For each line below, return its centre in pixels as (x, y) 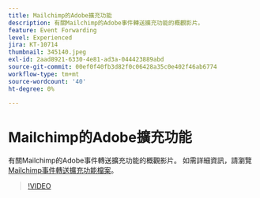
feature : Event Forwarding (53, 30)
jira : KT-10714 (33, 45)
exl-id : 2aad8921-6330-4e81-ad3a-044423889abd (86, 60)
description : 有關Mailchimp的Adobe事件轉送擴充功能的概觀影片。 (106, 23)
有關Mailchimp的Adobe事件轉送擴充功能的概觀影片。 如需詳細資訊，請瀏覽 (130, 161)
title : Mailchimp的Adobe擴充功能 (60, 15)
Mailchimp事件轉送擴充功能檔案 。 (63, 170)
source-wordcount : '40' (47, 81)
